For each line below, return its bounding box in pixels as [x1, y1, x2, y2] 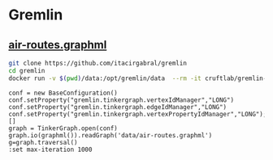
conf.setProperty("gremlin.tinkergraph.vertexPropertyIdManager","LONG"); [8, 110, 267, 118]
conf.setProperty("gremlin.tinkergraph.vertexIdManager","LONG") [8, 95, 234, 104]
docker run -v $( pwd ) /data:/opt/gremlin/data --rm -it [8, 74, 201, 82]
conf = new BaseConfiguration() [8, 89, 118, 97]
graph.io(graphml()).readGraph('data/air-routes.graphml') [8, 131, 213, 139]
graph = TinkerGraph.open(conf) [8, 124, 118, 133]
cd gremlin [8, 66, 45, 74]
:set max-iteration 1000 [8, 145, 93, 154]
